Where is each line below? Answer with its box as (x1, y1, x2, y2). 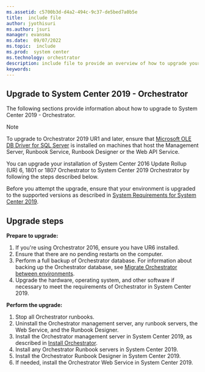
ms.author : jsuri (6, 26, 51, 32)
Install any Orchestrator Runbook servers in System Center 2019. (15, 346, 178, 353)
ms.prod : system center (6, 49, 70, 55)
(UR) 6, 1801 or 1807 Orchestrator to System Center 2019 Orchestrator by (6, 167, 190, 174)
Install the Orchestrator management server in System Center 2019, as (15, 333, 192, 340)
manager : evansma (6, 32, 51, 38)
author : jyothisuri (6, 20, 56, 26)
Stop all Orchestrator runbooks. (15, 313, 95, 321)
